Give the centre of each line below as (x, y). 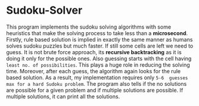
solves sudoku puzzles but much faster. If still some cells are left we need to (100, 46)
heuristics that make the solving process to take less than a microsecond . (97, 33)
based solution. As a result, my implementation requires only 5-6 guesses (97, 77)
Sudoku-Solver (44, 10)
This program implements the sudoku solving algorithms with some (89, 27)
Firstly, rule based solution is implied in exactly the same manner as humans (99, 39)
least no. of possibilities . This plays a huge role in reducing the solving (98, 65)
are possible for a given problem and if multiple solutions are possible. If (95, 90)
